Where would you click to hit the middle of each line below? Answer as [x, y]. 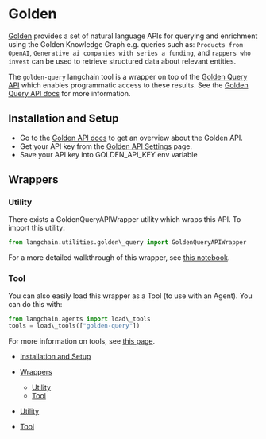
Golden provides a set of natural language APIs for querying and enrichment [133, 36]
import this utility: [37, 228]
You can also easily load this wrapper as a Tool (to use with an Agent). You [130, 296]
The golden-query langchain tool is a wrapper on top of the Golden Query [128, 76]
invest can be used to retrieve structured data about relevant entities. [122, 61]
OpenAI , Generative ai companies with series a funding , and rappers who [130, 52]
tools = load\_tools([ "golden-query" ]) [74, 326]
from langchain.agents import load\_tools [79, 319]
